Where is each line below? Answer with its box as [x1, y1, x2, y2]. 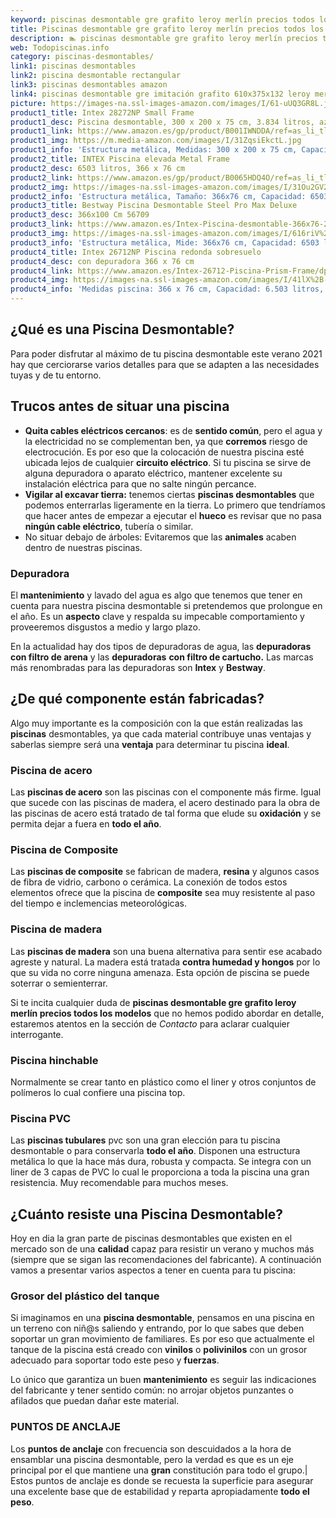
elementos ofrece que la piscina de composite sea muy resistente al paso [10, 887, 316, 899]
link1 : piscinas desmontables [10, 61, 137, 71]
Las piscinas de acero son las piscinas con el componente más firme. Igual [10, 786, 322, 798]
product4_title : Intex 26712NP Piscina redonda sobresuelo [10, 247, 262, 257]
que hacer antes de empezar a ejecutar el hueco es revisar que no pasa [24, 509, 322, 521]
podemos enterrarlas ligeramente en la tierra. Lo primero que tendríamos [24, 499, 326, 511]
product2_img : [10, 182, 70, 192]
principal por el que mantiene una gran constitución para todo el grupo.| [10, 1464, 308, 1476]
